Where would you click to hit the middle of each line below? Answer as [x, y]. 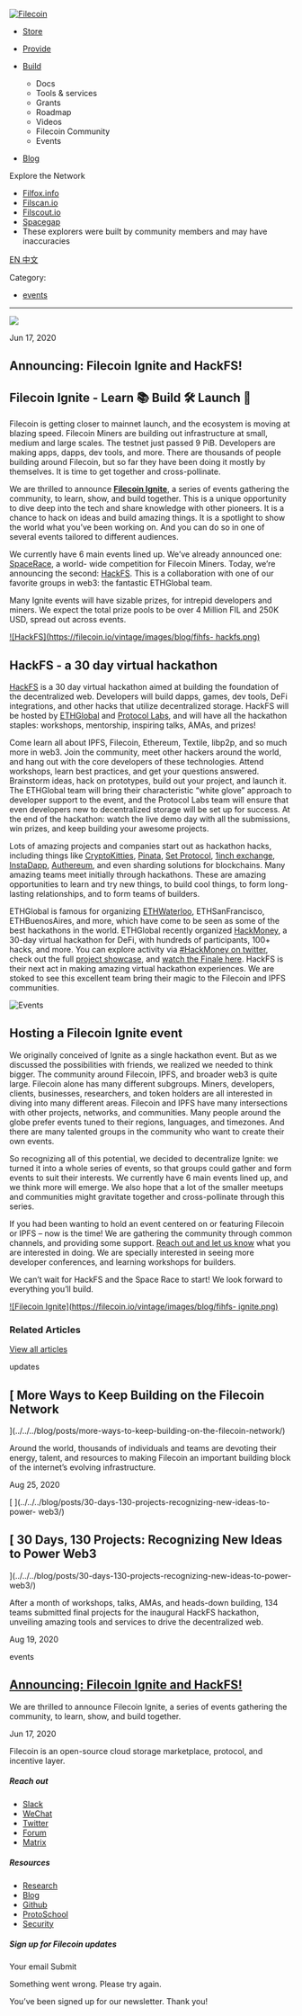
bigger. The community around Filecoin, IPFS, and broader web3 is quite [143, 1074]
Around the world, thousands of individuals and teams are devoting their [143, 1447]
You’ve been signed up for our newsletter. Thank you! [109, 2002]
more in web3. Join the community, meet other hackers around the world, [145, 752]
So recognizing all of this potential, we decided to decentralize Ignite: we [144, 1158]
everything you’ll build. [52, 1289]
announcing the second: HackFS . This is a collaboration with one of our [142, 573]
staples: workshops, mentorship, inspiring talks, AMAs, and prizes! [133, 725]
